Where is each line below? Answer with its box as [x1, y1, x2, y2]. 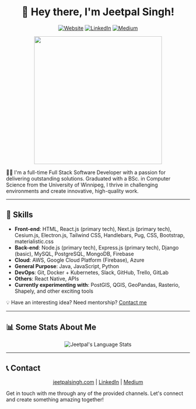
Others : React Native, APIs [14, 275, 79, 282]
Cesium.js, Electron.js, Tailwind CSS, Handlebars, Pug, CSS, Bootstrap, [14, 231, 185, 238]
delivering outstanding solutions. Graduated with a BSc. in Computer [6, 175, 171, 182]
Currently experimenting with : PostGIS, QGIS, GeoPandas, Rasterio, [14, 281, 180, 288]
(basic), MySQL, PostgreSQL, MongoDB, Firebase [14, 250, 134, 257]
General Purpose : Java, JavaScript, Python [14, 262, 120, 269]
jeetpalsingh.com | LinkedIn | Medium [52, 379, 143, 386]
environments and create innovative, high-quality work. [6, 187, 139, 195]
